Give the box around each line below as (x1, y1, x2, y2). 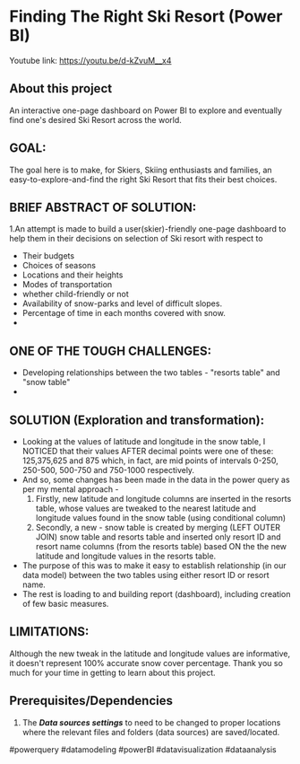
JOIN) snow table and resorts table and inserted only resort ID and (35, 531, 281, 542)
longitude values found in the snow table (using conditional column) (35, 513, 287, 523)
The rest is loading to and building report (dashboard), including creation (21, 589, 291, 599)
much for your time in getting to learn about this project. (9, 667, 217, 678)
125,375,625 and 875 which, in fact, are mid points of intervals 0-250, (21, 455, 279, 466)
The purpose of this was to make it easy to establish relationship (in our (21, 560, 287, 571)
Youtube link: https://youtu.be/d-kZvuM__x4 (9, 55, 172, 66)
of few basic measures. (21, 599, 109, 609)
